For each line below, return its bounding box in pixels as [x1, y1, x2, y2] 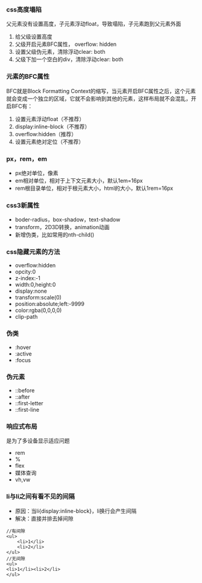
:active [14, 350, 32, 357]
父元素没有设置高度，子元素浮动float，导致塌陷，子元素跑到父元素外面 [6, 20, 181, 28]
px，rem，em [6, 154, 47, 163]
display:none [14, 287, 47, 295]
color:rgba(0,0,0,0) [14, 307, 62, 314]
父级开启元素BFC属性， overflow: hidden [14, 41, 117, 48]
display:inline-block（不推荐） [14, 123, 90, 130]
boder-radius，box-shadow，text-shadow [14, 216, 121, 223]
